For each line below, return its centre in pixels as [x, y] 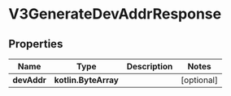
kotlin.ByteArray [87, 80]
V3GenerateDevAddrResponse [115, 14]
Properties [36, 44]
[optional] [199, 80]
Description [150, 67]
